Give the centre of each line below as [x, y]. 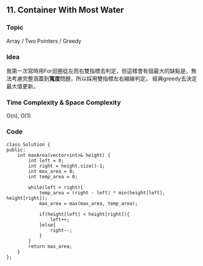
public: [16, 150]
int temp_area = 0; [53, 177]
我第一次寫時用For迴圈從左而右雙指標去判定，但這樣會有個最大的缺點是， [99, 70]
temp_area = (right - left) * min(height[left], [102, 192]
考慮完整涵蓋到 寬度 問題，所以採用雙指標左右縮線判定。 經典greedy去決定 [104, 78]
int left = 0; [46, 161]
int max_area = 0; [52, 171]
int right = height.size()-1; [67, 166]
